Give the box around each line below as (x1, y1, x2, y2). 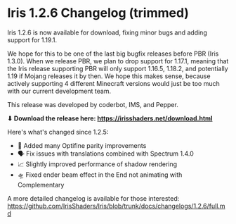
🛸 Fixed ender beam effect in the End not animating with (17, 170, 183, 179)
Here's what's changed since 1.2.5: (7, 127, 109, 136)
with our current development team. (7, 87, 111, 95)
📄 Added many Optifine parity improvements (17, 141, 147, 149)
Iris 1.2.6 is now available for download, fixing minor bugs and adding (7, 28, 207, 37)
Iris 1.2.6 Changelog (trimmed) (7, 5, 190, 21)
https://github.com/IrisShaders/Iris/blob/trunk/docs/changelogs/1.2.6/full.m (7, 201, 226, 210)
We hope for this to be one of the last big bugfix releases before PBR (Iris (7, 49, 219, 58)
